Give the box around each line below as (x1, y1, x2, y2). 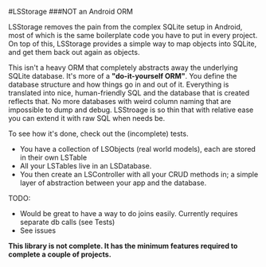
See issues (19, 226, 57, 235)
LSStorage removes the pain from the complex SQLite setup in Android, (8, 22, 243, 31)
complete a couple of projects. (8, 250, 111, 259)
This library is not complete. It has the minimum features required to (8, 242, 238, 250)
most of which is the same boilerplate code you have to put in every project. (8, 31, 258, 40)
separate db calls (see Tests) (19, 218, 115, 226)
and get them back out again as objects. (8, 48, 140, 56)
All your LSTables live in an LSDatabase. (19, 161, 152, 170)
